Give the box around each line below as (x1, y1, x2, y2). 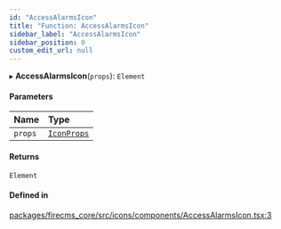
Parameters (9, 91, 53, 102)
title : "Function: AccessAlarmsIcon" (9, 21, 149, 30)
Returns (9, 151, 40, 161)
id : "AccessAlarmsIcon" (9, 12, 98, 22)
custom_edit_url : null (9, 46, 93, 55)
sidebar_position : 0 (9, 37, 86, 47)
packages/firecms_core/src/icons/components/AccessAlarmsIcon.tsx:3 (9, 209, 272, 220)
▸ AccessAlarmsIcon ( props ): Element (9, 70, 145, 81)
